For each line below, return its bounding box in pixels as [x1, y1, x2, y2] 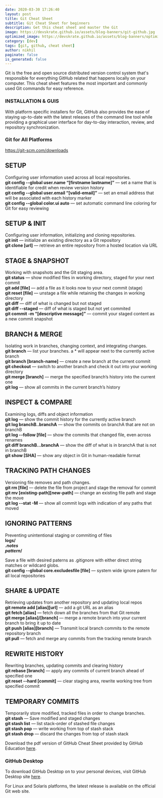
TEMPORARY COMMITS [5, 697, 79, 706]
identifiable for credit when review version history [5, 185, 104, 190]
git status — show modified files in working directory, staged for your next [5, 275, 154, 281]
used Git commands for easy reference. [5, 85, 85, 91]
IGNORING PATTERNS [5, 519, 72, 527]
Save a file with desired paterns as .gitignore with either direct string [5, 557, 142, 563]
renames [5, 437, 23, 442]
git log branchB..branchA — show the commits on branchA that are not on [5, 421, 155, 427]
